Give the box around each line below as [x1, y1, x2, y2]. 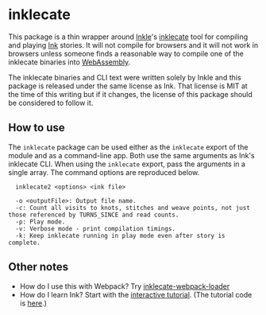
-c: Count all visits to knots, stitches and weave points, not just [15, 204, 250, 212]
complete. [8, 239, 41, 247]
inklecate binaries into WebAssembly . [8, 57, 131, 67]
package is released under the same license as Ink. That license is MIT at [8, 81, 248, 91]
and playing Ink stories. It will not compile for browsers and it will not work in [8, 40, 259, 49]
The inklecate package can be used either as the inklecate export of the [8, 142, 249, 152]
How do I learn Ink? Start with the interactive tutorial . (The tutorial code [19, 290, 253, 299]
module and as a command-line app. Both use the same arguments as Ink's [8, 150, 256, 160]
